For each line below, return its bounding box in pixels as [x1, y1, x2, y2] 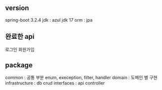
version [5, 4, 29, 12]
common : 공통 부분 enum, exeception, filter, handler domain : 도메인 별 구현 [5, 75, 158, 81]
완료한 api [5, 32, 35, 41]
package [5, 61, 33, 69]
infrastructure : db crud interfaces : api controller [5, 80, 105, 86]
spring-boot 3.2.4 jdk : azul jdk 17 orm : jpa [5, 17, 93, 23]
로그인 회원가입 [5, 46, 35, 52]
